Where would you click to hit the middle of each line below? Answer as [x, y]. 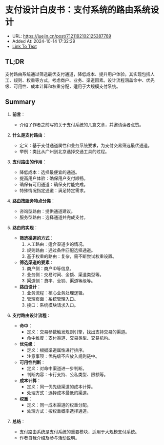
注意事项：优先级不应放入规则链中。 [63, 356]
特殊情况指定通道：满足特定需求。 [54, 190]
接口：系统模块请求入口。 [52, 305]
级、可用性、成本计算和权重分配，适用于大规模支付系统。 [63, 86]
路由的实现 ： [25, 228]
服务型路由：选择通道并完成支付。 [54, 217]
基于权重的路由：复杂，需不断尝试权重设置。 [72, 256]
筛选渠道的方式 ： [37, 238]
